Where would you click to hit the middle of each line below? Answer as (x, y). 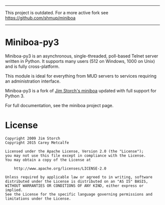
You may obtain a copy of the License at (48, 160)
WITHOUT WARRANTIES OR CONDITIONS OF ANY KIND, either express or (74, 186)
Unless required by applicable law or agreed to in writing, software (79, 177)
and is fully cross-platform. (32, 66)
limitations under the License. (38, 199)
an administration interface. (33, 81)
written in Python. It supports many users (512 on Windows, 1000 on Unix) (80, 61)
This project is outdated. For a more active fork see (57, 13)
